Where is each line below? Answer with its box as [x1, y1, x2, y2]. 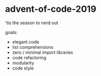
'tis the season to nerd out [5, 20, 59, 26]
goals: [5, 29, 18, 35]
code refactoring [12, 54, 47, 60]
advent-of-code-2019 [5, 3, 97, 15]
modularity [12, 60, 34, 66]
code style [12, 65, 34, 71]
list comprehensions [12, 44, 54, 50]
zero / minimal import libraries [12, 49, 73, 55]
